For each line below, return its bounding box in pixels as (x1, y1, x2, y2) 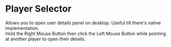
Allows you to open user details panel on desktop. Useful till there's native (5, 20, 161, 26)
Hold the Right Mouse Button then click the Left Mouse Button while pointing (5, 30, 166, 36)
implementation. (5, 25, 39, 31)
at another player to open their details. (5, 36, 86, 42)
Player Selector (5, 3, 71, 15)
